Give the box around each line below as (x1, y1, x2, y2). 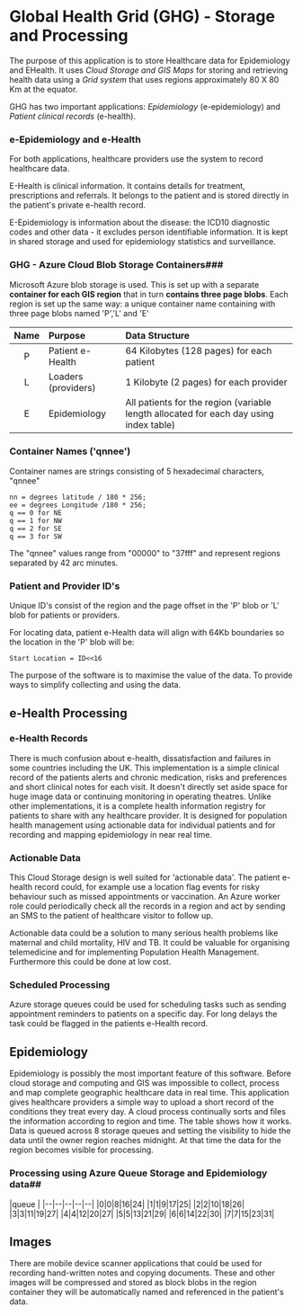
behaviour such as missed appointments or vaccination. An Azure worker (9, 892, 281, 902)
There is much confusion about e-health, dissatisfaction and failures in (9, 752, 271, 763)
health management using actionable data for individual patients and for (9, 820, 276, 830)
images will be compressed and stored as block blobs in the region (9, 1277, 258, 1288)
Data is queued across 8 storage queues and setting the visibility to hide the (9, 1125, 291, 1136)
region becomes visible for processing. (9, 1144, 155, 1156)
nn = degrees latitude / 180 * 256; (9, 493, 147, 502)
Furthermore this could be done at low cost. (9, 956, 172, 967)
